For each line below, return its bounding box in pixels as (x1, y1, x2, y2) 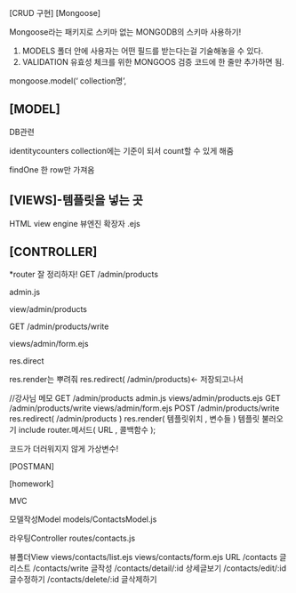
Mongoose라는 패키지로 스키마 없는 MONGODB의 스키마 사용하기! (9, 27, 242, 37)
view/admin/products (9, 304, 87, 315)
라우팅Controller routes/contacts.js (9, 533, 136, 544)
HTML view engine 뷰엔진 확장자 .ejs (9, 218, 140, 228)
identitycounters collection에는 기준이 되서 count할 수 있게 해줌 (9, 145, 234, 156)
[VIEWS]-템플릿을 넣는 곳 (9, 193, 144, 208)
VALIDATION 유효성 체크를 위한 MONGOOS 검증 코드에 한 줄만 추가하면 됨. (21, 57, 284, 67)
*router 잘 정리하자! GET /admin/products (9, 269, 158, 280)
